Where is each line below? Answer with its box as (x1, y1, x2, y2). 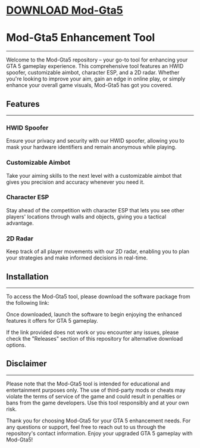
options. (6, 341, 27, 348)
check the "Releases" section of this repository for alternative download (6, 335, 183, 342)
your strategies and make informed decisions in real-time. (6, 254, 148, 261)
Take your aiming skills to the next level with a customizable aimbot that (6, 172, 182, 179)
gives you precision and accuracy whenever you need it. (6, 178, 145, 186)
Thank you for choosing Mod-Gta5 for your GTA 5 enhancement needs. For (6, 417, 191, 424)
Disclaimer (6, 359, 47, 369)
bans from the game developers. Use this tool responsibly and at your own (6, 399, 189, 406)
